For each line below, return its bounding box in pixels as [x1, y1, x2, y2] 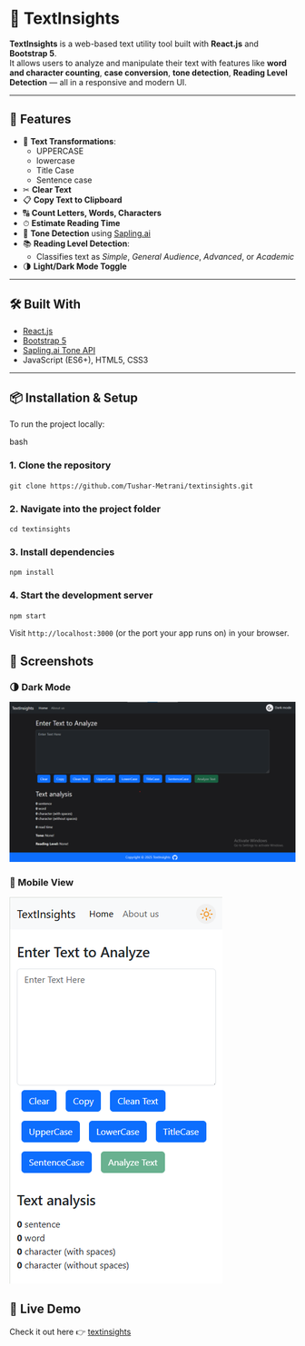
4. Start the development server [9, 589, 153, 602]
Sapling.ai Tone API [22, 344, 96, 355]
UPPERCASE [35, 145, 84, 156]
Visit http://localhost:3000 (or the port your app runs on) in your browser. [9, 627, 290, 638]
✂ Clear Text [22, 183, 72, 194]
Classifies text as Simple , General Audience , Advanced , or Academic [35, 251, 295, 262]
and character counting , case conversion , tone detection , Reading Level [9, 67, 288, 78]
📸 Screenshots [9, 653, 94, 668]
